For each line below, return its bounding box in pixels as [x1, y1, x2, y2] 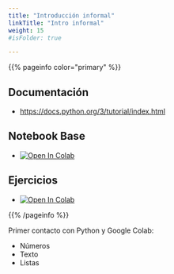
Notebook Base [8, 129, 85, 143]
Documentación [8, 85, 89, 99]
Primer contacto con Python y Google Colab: [8, 226, 154, 235]
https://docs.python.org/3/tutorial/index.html [19, 106, 166, 116]
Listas [19, 257, 40, 267]
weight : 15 [8, 26, 44, 34]
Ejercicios [8, 174, 58, 187]
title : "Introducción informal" [8, 11, 115, 20]
